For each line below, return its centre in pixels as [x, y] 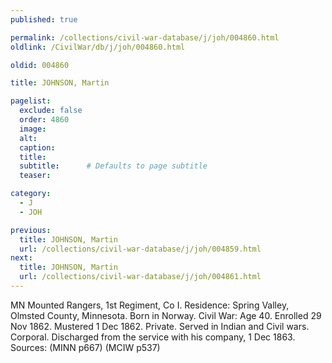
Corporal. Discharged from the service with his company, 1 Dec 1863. [153, 337]
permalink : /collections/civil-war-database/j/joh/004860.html [145, 37]
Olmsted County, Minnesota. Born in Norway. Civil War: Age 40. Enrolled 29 [166, 315]
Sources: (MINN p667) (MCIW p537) [85, 347]
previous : [31, 230]
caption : [37, 147]
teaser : [35, 176]
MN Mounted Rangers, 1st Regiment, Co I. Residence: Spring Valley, [150, 305]
